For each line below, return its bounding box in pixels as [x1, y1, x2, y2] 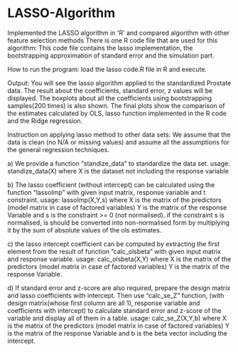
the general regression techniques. [7, 145, 110, 154]
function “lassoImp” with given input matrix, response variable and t [7, 188, 206, 196]
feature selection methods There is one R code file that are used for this [7, 36, 218, 44]
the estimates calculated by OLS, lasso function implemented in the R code [7, 109, 227, 117]
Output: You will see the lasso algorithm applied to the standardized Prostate [7, 78, 232, 87]
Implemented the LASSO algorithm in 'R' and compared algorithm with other [7, 28, 230, 37]
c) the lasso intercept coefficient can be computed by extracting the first [7, 240, 220, 248]
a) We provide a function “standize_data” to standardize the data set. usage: [7, 159, 230, 168]
